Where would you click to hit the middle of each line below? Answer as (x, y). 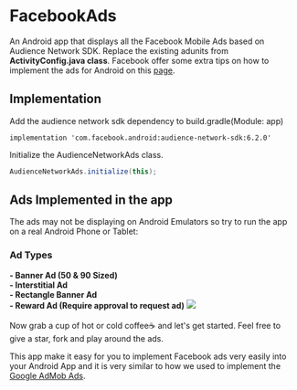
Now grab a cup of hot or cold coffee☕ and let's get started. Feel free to (145, 325)
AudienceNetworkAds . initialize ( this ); (83, 171)
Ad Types (31, 255)
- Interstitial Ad (39, 285)
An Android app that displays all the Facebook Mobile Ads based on (137, 41)
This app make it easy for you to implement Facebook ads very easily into (148, 356)
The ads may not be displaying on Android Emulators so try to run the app (148, 222)
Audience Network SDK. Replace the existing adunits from (119, 50)
